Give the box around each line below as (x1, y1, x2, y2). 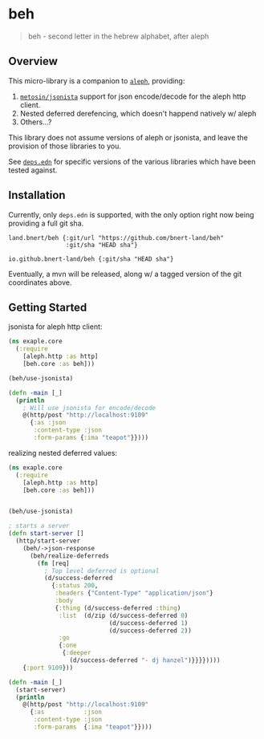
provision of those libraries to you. (8, 141, 122, 151)
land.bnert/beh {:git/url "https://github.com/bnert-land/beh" (8, 233, 225, 242)
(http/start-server (15, 537, 81, 545)
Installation (8, 189, 66, 202)
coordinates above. (8, 278, 72, 287)
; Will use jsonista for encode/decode (22, 404, 156, 412)
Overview (8, 55, 59, 68)
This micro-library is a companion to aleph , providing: (8, 75, 185, 85)
